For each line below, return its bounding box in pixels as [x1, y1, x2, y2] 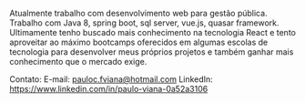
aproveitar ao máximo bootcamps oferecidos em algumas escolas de [9, 36, 269, 47]
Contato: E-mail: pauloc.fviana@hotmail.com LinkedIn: [9, 74, 214, 85]
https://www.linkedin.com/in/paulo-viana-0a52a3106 [9, 84, 208, 94]
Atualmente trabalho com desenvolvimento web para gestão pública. [9, 8, 268, 18]
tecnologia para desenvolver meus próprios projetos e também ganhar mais [9, 46, 294, 57]
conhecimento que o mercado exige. [9, 57, 147, 67]
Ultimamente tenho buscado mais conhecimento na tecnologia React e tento [9, 27, 296, 37]
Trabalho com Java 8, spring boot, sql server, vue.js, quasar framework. [9, 17, 280, 28]
